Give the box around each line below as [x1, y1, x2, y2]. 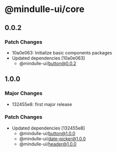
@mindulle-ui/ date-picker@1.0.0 [19, 135, 86, 141]
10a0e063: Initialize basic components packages [11, 49, 113, 55]
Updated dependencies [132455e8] [11, 125, 85, 131]
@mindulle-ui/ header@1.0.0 [19, 141, 77, 147]
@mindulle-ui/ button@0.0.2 [19, 60, 77, 66]
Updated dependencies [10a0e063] [11, 55, 85, 61]
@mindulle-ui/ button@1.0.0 [19, 130, 76, 136]
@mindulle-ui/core [4, 3, 85, 15]
